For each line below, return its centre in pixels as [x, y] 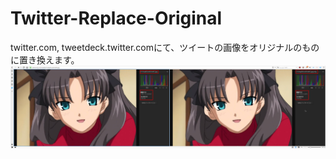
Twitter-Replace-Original [116, 18]
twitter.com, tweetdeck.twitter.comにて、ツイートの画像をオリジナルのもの [165, 47]
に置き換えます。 [45, 59]
